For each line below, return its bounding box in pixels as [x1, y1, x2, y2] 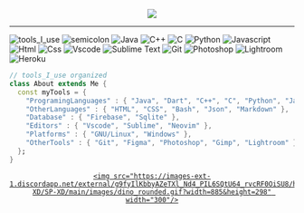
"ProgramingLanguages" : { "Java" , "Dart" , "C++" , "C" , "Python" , [25, 96, 281, 105]
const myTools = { [17, 87, 88, 97]
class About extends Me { [9, 79, 107, 88]
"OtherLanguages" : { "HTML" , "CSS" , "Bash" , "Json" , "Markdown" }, [25, 104, 290, 113]
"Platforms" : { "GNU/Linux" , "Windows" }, [25, 130, 193, 140]
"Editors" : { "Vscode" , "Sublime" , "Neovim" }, [25, 121, 213, 131]
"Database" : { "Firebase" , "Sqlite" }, [25, 113, 180, 122]
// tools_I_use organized [9, 71, 107, 80]
